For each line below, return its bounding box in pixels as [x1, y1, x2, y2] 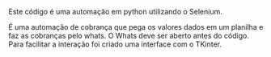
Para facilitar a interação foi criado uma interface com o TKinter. [8, 39, 222, 49]
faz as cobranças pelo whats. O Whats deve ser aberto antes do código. [8, 31, 249, 40]
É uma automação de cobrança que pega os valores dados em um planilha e [8, 22, 264, 31]
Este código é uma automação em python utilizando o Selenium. [8, 7, 222, 16]
